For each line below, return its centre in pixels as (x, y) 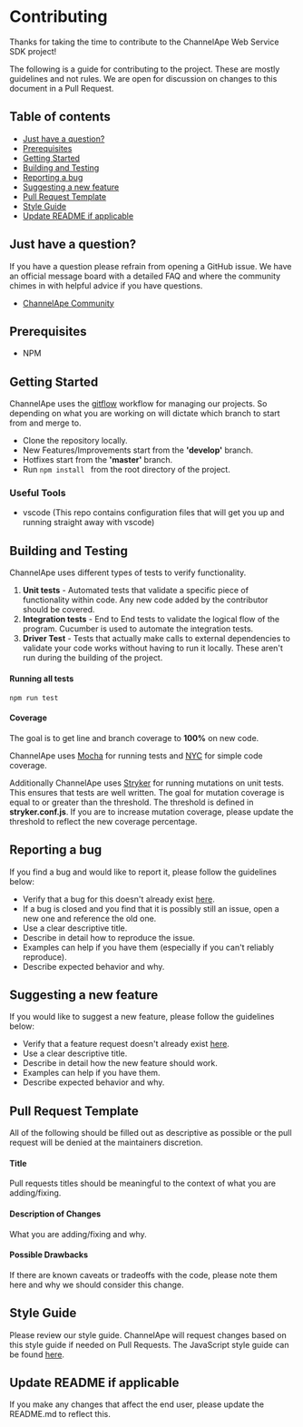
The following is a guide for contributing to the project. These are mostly (145, 69)
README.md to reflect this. (60, 1414)
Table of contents (60, 117)
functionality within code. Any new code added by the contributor (145, 600)
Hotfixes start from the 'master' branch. (98, 460)
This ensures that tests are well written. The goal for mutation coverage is (147, 792)
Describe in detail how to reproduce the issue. (108, 937)
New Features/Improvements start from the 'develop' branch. (138, 450)
